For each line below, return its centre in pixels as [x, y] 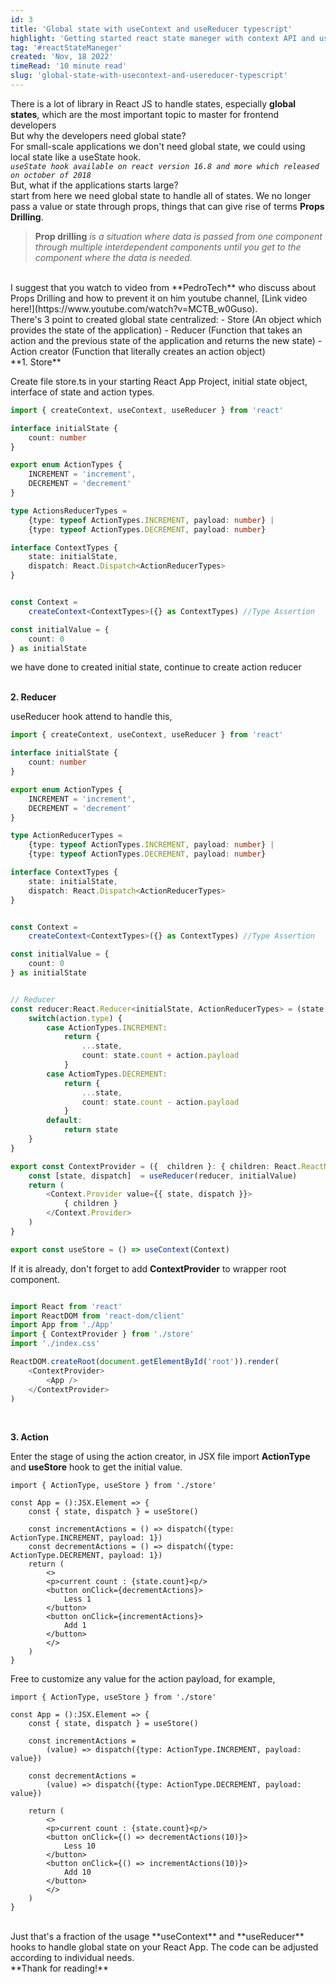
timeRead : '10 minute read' [69, 66]
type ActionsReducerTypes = [69, 511]
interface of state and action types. [82, 392]
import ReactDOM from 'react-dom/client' [98, 1316]
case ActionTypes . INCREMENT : [107, 1027]
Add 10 [77, 1872]
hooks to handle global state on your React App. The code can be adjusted [164, 1947]
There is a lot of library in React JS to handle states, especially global [153, 103]
